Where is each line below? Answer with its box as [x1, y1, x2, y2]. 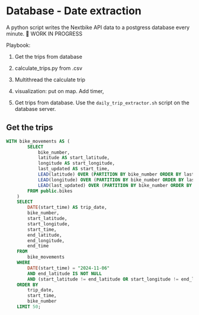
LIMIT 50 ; [17, 304, 41, 310]
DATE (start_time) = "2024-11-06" [27, 265, 110, 271]
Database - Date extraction [6, 4, 142, 18]
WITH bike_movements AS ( [6, 138, 70, 144]
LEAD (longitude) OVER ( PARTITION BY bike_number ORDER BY [37, 177, 184, 183]
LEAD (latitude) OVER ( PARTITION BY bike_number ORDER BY [37, 171, 182, 177]
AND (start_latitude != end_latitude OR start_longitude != [27, 276, 179, 282]
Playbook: [6, 42, 31, 49]
